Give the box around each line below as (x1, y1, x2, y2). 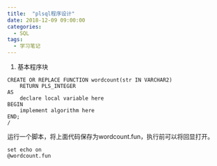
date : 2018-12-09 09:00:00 (7, 17, 86, 24)
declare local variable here (19, 95, 104, 102)
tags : (7, 36, 23, 43)
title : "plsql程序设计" (7, 10, 75, 17)
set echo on (7, 146, 42, 153)
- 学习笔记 (13, 43, 41, 50)
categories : (7, 23, 42, 30)
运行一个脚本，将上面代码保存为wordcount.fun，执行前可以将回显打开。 (7, 133, 214, 140)
